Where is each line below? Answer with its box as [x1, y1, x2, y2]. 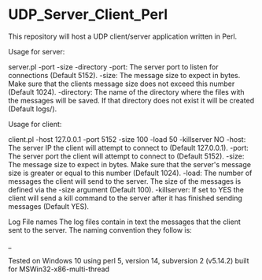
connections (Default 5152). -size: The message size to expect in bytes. [8, 70, 241, 80]
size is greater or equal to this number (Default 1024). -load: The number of [8, 168, 253, 177]
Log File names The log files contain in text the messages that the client [8, 217, 242, 226]
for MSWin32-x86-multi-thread [8, 264, 110, 274]
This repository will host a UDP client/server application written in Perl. [8, 32, 238, 41]
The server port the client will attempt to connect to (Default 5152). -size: [8, 151, 245, 161]
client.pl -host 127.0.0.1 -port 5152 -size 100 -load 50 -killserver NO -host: [8, 134, 246, 144]
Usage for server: [8, 47, 65, 56]
